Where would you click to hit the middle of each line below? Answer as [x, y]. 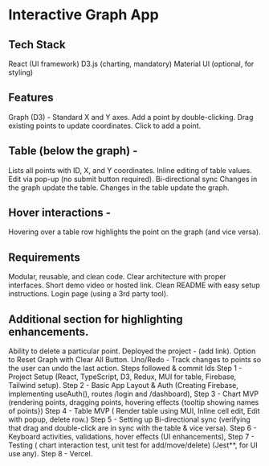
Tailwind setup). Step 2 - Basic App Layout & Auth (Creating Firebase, [123, 386]
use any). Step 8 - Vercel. [51, 454]
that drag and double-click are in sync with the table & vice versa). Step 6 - [132, 428]
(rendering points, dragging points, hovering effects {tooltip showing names [134, 402]
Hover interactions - [59, 213]
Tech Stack [37, 45]
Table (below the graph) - [73, 151]
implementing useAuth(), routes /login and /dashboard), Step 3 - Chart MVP [134, 394]
